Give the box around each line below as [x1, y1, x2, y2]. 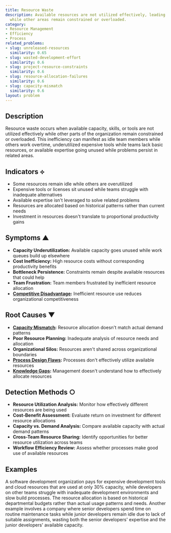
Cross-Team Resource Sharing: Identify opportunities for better [12, 434, 148, 440]
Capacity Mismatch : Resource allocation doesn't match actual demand [12, 324, 163, 330]
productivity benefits [12, 263, 57, 270]
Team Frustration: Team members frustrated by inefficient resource [12, 279, 156, 286]
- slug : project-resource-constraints [5, 64, 88, 69]
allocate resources [12, 373, 52, 379]
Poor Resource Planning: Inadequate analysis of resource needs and [12, 335, 159, 341]
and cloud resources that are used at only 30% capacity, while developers [5, 484, 162, 490]
